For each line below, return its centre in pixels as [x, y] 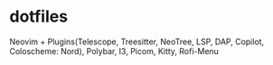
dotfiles [39, 17]
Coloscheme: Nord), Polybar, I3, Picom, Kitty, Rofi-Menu [114, 51]
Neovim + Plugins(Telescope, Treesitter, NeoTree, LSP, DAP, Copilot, [137, 42]
